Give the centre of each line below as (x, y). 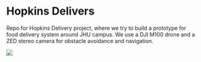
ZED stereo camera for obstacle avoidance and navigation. (80, 41)
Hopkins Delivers (51, 11)
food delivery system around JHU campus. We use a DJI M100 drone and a (101, 34)
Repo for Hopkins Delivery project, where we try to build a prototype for (97, 28)
